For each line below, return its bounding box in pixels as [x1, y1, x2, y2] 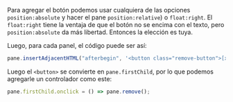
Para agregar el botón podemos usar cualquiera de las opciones [7, 6, 191, 14]
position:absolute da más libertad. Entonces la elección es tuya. [7, 28, 193, 36]
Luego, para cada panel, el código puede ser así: [7, 42, 147, 49]
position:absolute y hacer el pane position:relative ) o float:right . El [7, 13, 213, 22]
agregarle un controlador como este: [7, 74, 112, 83]
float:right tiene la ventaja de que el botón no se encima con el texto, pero [7, 21, 225, 28]
